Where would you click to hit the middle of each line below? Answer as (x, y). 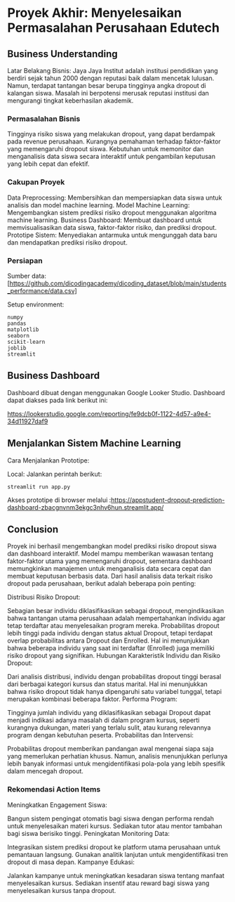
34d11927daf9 (28, 421)
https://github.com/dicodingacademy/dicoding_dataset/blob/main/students (118, 283)
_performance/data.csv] (42, 290)
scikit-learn (26, 342)
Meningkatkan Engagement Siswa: (57, 805)
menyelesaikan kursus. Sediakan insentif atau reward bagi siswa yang (108, 883)
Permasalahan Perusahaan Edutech (113, 28)
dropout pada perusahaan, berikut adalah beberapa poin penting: (102, 584)
